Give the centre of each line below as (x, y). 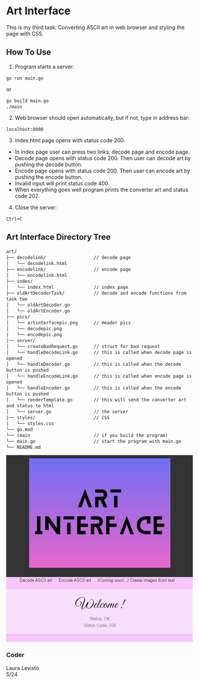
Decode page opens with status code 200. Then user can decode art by (103, 158)
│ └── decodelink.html (37, 263)
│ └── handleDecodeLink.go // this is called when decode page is (99, 352)
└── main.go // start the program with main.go (94, 441)
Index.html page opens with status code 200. (70, 140)
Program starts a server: (44, 66)
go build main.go (28, 101)
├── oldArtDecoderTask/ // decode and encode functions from (96, 293)
